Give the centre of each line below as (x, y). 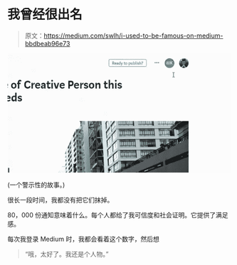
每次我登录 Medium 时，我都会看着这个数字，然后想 (84, 239)
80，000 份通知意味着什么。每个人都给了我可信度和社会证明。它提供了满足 (118, 215)
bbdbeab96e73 (47, 43)
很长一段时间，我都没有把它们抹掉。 (60, 200)
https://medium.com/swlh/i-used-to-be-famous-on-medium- (133, 36)
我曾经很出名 (45, 15)
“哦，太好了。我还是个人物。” (67, 254)
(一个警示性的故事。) (36, 185)
